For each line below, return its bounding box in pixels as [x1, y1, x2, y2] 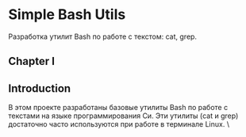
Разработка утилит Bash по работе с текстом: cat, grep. [8, 32, 197, 41]
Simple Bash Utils [8, 6, 126, 24]
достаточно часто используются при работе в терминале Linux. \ [8, 120, 230, 129]
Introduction [8, 82, 71, 95]
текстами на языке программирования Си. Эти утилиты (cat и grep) [8, 111, 239, 120]
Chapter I [8, 55, 56, 68]
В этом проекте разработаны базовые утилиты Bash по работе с [8, 103, 229, 112]
